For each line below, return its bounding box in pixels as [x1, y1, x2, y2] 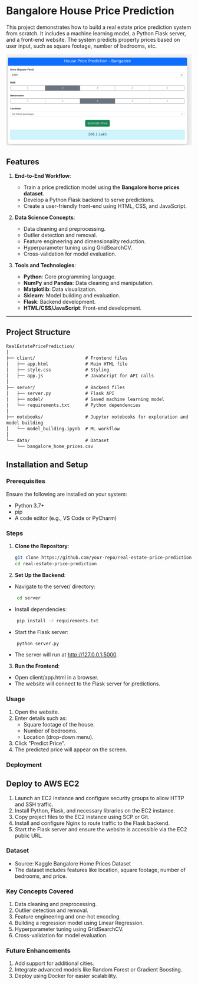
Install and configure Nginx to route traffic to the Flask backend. [14, 820, 170, 827]
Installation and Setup [6, 459, 88, 469]
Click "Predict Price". [14, 739, 66, 747]
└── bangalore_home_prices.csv [16, 443, 94, 450]
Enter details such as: [14, 714, 67, 722]
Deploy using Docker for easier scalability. [14, 973, 118, 980]
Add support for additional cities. [14, 960, 95, 967]
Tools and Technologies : [14, 262, 77, 269]
